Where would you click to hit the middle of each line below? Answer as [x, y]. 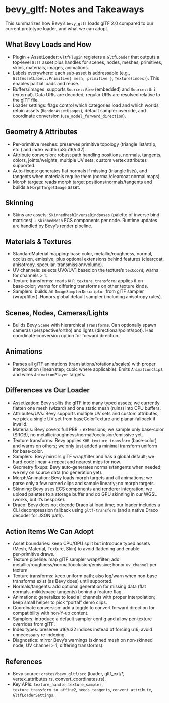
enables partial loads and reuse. [46, 83]
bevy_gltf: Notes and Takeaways [75, 9]
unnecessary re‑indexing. [39, 635]
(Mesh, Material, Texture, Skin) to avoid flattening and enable [76, 549]
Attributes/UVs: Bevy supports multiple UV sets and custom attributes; [86, 413]
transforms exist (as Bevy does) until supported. [63, 581]
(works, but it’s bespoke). [39, 499]
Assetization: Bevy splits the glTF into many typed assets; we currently [86, 403]
